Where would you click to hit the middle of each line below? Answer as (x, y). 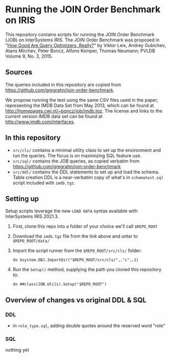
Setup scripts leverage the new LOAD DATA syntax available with (71, 211)
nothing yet (17, 350)
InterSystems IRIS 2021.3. (32, 216)
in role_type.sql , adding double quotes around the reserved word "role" (89, 326)
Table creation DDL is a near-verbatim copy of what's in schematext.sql (88, 177)
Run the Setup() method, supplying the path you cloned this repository (87, 270)
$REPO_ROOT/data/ (31, 241)
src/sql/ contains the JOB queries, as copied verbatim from (76, 161)
